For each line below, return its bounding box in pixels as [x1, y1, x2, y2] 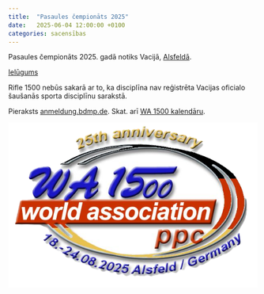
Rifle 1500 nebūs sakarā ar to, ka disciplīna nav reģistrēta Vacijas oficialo [8, 83, 246, 93]
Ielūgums [8, 67, 39, 77]
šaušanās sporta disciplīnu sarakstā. [8, 91, 128, 101]
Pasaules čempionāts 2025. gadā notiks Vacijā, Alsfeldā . [8, 52, 192, 62]
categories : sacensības [8, 29, 87, 37]
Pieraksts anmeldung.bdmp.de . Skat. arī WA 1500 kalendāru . [8, 107, 206, 116]
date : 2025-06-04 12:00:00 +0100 [8, 21, 126, 29]
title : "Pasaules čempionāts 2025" [8, 13, 129, 21]
